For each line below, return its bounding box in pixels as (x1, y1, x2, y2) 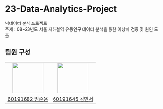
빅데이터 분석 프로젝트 (5, 20, 48, 26)
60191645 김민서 (53, 95, 93, 102)
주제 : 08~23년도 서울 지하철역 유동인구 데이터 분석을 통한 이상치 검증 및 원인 (5, 26, 153, 32)
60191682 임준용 (7, 95, 48, 102)
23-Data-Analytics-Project (5, 3, 117, 15)
